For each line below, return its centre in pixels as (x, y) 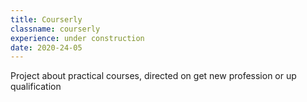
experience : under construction (77, 38)
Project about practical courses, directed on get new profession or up (153, 76)
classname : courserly (55, 29)
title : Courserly (46, 19)
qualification (36, 87)
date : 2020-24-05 (46, 47)
